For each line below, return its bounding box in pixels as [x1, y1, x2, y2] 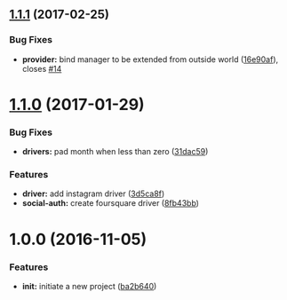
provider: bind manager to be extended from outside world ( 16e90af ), [21, 53, 279, 65]
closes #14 [21, 63, 62, 74]
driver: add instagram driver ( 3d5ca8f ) [21, 188, 165, 199]
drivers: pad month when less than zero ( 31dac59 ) [21, 146, 209, 157]
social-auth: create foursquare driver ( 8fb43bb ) [21, 198, 200, 209]
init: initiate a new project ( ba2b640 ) [21, 280, 157, 291]
